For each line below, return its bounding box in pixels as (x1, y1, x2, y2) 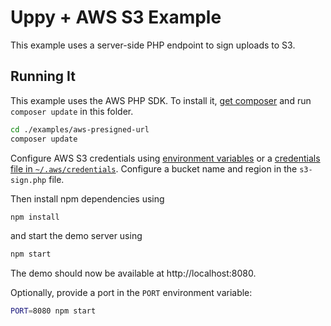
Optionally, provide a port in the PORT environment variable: (10, 287, 253, 299)
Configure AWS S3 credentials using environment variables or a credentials (10, 152, 321, 164)
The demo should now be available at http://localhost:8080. (10, 267, 257, 280)
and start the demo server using (10, 230, 143, 242)
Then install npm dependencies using (10, 192, 165, 205)
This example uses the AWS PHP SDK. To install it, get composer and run (10, 94, 312, 106)
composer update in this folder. (10, 105, 134, 117)
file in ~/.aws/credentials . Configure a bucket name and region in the (10, 162, 298, 175)
